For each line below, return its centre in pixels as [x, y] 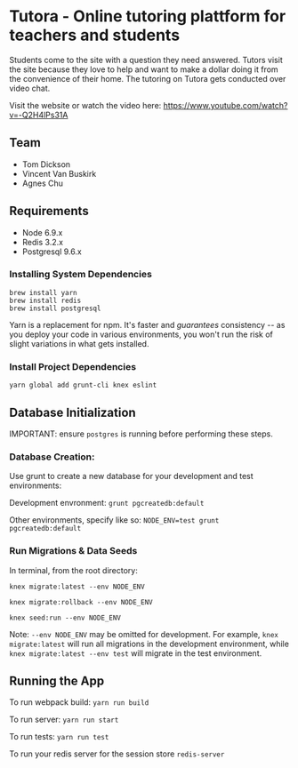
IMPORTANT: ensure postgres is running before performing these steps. [141, 434]
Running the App [57, 680]
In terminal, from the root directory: [73, 570]
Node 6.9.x [42, 232]
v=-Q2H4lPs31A [39, 115]
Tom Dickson [46, 164]
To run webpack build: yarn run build [79, 702]
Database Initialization [72, 412]
